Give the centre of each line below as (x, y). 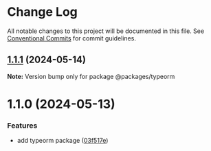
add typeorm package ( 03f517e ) (63, 141)
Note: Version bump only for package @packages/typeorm (91, 76)
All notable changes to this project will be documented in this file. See (106, 31)
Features (22, 126)
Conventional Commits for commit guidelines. (71, 38)
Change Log (42, 12)
